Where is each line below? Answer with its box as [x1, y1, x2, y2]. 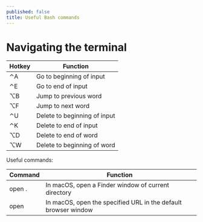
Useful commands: [6, 156, 53, 163]
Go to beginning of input [36, 72, 106, 81]
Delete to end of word [36, 131, 98, 139]
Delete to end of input [36, 121, 98, 130]
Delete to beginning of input [36, 112, 116, 120]
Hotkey [9, 62, 31, 71]
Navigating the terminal [6, 40, 127, 54]
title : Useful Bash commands [6, 14, 80, 21]
